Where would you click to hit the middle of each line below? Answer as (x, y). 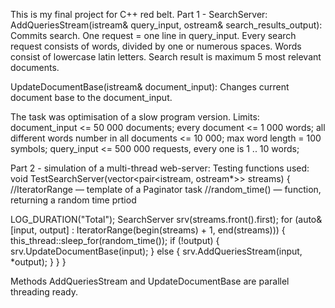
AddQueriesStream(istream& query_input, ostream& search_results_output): (166, 25)
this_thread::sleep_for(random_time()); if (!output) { (115, 240)
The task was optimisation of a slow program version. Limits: (135, 117)
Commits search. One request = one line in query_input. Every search (153, 35)
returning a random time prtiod (73, 200)
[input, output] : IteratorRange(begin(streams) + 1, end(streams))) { (148, 230)
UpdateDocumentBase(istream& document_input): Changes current (150, 87)
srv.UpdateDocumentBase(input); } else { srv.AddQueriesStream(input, (156, 251)
